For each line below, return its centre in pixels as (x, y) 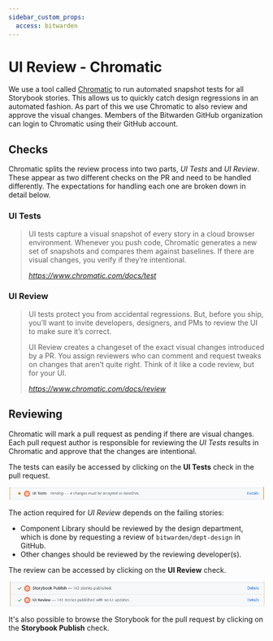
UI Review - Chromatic (85, 67)
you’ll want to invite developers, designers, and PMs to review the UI (143, 323)
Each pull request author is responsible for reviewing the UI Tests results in (134, 442)
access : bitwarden (47, 26)
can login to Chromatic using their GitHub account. (93, 124)
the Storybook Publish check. (59, 628)
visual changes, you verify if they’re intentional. (107, 259)
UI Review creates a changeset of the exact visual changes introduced (146, 347)
